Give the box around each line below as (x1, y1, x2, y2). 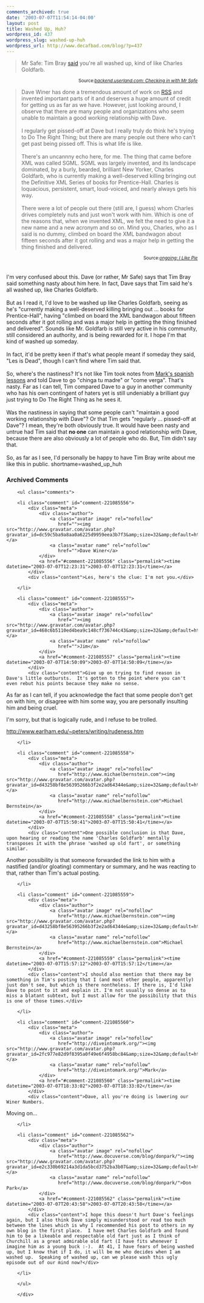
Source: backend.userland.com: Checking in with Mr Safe (78, 77, 198, 84)
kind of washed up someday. (6, 338, 79, 345)
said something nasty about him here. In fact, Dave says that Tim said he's (6, 279, 192, 287)
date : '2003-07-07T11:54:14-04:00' (6, 15, 97, 21)
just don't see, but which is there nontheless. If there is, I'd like (6, 982, 191, 988)
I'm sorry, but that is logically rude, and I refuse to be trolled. (6, 716, 158, 723)
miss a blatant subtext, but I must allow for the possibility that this (6, 993, 197, 999)
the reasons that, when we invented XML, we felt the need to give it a (21, 217, 195, 225)
